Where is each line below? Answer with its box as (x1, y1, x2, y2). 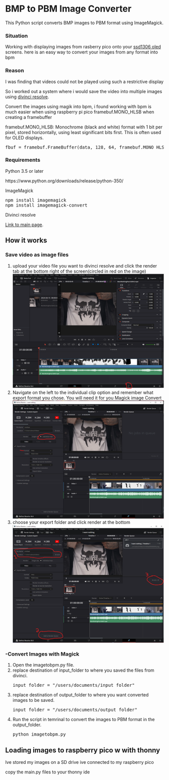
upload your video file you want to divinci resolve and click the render (12, 263, 157, 269)
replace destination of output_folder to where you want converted (12, 692, 149, 698)
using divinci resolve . (5, 94, 49, 100)
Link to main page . (5, 221, 44, 227)
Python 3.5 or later (5, 168, 44, 174)
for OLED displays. (5, 135, 44, 141)
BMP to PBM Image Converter (5, 3, 132, 15)
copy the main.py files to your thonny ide (5, 769, 90, 775)
